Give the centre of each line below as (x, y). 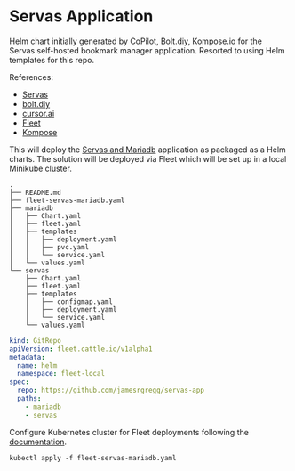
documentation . (38, 442)
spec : (19, 382)
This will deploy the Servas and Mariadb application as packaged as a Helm (147, 150)
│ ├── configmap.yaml (69, 301)
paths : (29, 399)
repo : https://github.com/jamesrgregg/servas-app (111, 390)
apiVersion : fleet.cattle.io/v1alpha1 (81, 349)
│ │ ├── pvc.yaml (49, 247)
